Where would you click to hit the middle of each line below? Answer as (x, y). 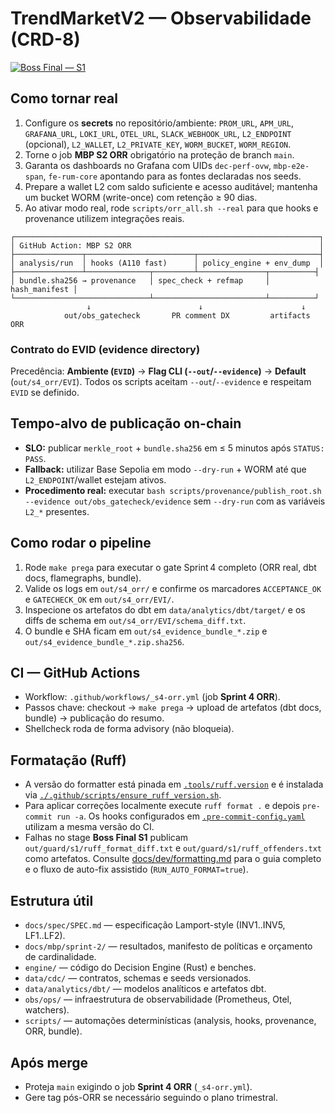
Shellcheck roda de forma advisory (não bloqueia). (129, 729)
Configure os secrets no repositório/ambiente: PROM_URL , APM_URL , (159, 123)
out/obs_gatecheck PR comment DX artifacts (187, 315)
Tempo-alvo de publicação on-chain (126, 423)
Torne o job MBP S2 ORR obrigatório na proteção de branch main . (159, 154)
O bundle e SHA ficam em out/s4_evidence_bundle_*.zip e (146, 631)
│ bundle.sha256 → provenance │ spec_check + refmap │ (140, 280)
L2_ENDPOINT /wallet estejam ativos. (95, 479)
